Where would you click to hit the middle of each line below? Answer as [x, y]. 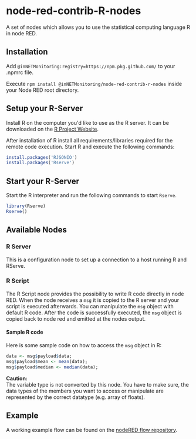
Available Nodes [37, 230]
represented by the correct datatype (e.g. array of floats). [76, 397]
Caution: [17, 378]
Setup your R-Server [45, 109]
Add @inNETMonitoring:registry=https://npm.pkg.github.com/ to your [91, 66]
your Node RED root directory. [43, 90]
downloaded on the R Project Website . [52, 129]
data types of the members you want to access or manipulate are [85, 391]
